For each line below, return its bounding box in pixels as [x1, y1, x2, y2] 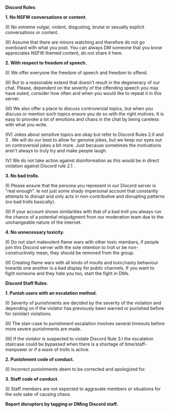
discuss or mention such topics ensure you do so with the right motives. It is [5, 111, 164, 117]
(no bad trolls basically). [5, 199, 56, 204]
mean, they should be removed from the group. [36, 250, 135, 256]
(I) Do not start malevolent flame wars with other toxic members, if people [5, 239, 159, 245]
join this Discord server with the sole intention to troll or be [5, 245, 127, 250]
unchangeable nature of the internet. [5, 219, 82, 225]
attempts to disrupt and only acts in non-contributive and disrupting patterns [5, 193, 165, 199]
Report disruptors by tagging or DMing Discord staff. [5, 401, 118, 407]
